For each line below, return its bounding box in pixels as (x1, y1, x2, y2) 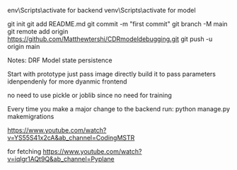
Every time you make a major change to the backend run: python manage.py (7, 105, 231, 113)
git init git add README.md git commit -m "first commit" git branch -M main (7, 20, 228, 28)
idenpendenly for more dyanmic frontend (7, 77, 127, 86)
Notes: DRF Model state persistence (7, 56, 112, 64)
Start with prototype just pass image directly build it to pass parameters (7, 70, 216, 78)
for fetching (7, 147, 42, 155)
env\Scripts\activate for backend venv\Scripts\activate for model (7, 6, 196, 14)
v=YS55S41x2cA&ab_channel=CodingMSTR (7, 134, 135, 142)
